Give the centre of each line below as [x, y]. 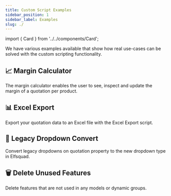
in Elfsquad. [18, 156]
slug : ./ [15, 24]
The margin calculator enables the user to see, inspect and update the [79, 86]
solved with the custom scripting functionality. [54, 54]
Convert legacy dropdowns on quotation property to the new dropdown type [85, 151]
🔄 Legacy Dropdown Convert [52, 139]
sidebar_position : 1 [27, 15]
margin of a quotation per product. [41, 91]
